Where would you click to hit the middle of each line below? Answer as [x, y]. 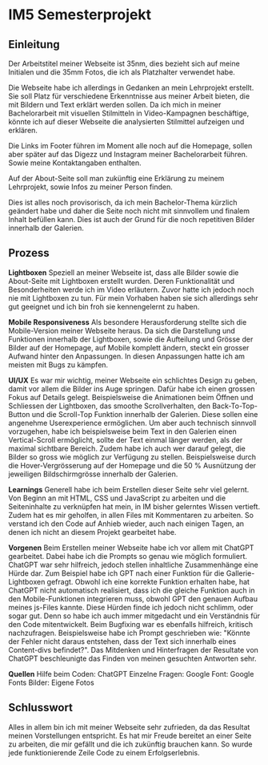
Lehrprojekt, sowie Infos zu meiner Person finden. [91, 187]
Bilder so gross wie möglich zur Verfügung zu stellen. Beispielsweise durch [132, 457]
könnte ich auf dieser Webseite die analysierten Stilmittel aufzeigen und [126, 121]
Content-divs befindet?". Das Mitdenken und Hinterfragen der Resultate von [133, 650]
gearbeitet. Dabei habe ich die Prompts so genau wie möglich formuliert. [128, 556]
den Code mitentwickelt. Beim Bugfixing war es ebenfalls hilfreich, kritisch [131, 624]
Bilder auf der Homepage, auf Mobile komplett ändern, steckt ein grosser [129, 347]
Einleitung [34, 45]
